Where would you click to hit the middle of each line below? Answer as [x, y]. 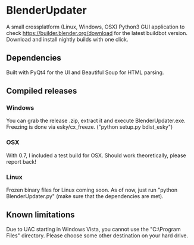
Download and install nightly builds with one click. [67, 39]
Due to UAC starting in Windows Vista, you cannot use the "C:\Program [93, 229]
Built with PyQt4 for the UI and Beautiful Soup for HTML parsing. [85, 72]
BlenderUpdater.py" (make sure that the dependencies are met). [85, 196]
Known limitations [40, 215]
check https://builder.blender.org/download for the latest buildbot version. [97, 33]
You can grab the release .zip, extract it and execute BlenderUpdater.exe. [96, 121]
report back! [21, 161]
